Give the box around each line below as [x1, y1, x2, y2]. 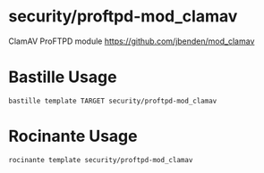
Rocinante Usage [8, 127, 138, 146]
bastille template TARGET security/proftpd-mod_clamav [8, 96, 217, 105]
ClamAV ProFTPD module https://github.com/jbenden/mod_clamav [8, 36, 255, 46]
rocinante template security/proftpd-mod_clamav [8, 155, 193, 164]
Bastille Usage [8, 67, 117, 87]
